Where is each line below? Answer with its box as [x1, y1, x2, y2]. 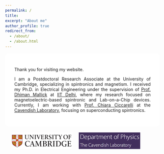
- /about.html [9, 39, 38, 44]
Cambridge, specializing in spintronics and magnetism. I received [14, 81, 151, 87]
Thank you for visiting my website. [14, 66, 84, 72]
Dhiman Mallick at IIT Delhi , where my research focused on [14, 91, 151, 98]
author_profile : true [5, 24, 50, 28]
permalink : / [5, 8, 32, 13]
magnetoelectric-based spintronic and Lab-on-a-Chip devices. [14, 97, 151, 103]
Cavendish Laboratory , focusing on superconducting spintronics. [14, 107, 146, 113]
